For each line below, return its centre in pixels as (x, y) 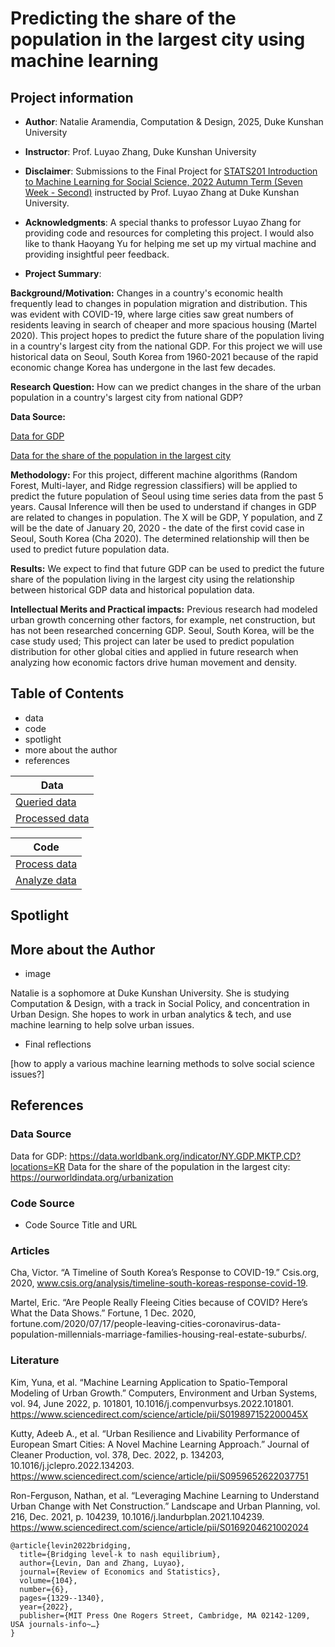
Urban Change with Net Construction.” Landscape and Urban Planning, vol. (165, 1506)
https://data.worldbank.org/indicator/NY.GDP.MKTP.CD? (185, 1156)
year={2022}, (46, 1607)
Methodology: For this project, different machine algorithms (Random (154, 475)
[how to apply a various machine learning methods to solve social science (162, 1064)
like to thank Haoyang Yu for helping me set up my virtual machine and (170, 243)
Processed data (52, 818)
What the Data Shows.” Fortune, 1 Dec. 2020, (103, 1313)
